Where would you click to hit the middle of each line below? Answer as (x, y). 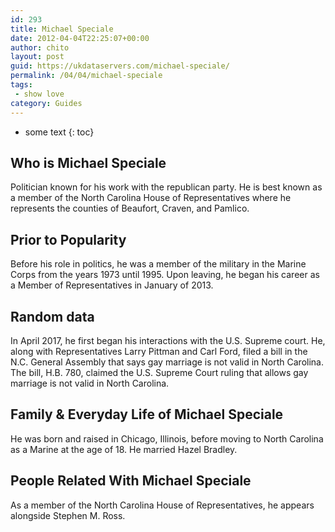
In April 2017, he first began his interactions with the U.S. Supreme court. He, (168, 340)
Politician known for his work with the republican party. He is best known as (166, 187)
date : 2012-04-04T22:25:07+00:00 (80, 38)
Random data (52, 316)
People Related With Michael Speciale (131, 481)
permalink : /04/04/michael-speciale (86, 76)
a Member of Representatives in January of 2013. (112, 285)
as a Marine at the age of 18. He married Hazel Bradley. (124, 449)
